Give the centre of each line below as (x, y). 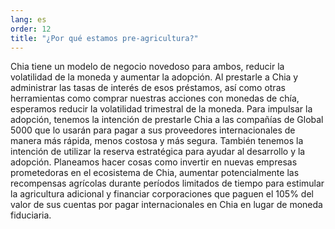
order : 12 (31, 29)
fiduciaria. (31, 215)
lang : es (28, 19)
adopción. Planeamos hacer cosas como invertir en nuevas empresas (154, 162)
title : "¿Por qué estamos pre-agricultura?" (104, 38)
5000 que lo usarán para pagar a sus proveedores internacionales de (153, 130)
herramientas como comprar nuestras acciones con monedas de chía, (155, 98)
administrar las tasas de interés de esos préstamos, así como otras (148, 88)
